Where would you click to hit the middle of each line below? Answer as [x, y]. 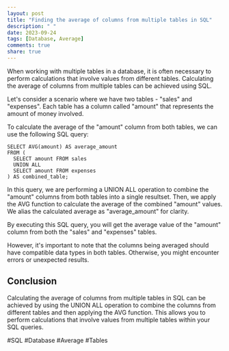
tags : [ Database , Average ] [45, 39]
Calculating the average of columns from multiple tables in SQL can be [107, 298]
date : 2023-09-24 [32, 33]
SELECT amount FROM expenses [55, 171]
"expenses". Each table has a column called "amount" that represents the [110, 106]
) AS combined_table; [38, 177]
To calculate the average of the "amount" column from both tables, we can [112, 127]
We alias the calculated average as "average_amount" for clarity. [98, 211]
